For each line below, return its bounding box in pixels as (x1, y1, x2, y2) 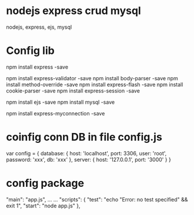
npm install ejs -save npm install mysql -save (6, 98, 115, 105)
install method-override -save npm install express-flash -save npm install (6, 81, 183, 88)
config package (6, 177, 84, 190)
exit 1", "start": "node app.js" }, (6, 202, 81, 209)
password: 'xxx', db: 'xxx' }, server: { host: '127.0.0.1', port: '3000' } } (6, 156, 172, 163)
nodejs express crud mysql (6, 4, 141, 18)
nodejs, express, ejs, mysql (6, 23, 72, 30)
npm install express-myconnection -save (6, 110, 105, 117)
